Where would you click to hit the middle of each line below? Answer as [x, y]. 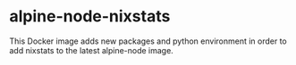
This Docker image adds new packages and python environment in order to [148, 41]
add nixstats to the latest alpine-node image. [92, 50]
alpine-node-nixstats [90, 16]
